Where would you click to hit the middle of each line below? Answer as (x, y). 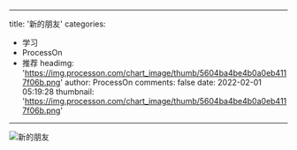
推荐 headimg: (48, 63)
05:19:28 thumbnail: (58, 92)
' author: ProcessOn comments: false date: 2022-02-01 (161, 82)
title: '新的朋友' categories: (57, 24)
